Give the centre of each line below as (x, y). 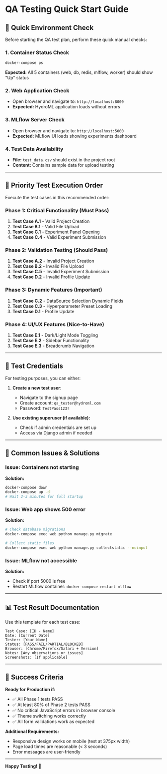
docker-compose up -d (28, 492)
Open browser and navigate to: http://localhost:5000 (68, 130)
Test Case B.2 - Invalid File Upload (48, 266)
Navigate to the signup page (49, 397)
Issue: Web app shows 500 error (45, 509)
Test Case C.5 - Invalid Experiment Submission (61, 272)
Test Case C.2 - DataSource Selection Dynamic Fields (68, 301)
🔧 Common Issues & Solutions (52, 453)
